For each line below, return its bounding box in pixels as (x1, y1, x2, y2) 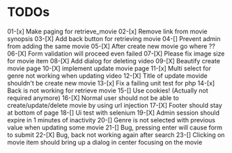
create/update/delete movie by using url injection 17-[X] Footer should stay (7, 101, 223, 109)
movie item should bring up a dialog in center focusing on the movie (7, 138, 203, 146)
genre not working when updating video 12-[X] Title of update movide (7, 71, 208, 80)
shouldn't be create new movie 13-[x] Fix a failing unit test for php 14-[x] (7, 79, 215, 87)
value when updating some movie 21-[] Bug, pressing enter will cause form (7, 123, 223, 131)
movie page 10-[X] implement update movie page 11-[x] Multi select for (7, 64, 211, 72)
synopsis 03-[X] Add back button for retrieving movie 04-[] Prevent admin (7, 34, 221, 42)
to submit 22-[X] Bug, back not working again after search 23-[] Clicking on (7, 130, 225, 139)
